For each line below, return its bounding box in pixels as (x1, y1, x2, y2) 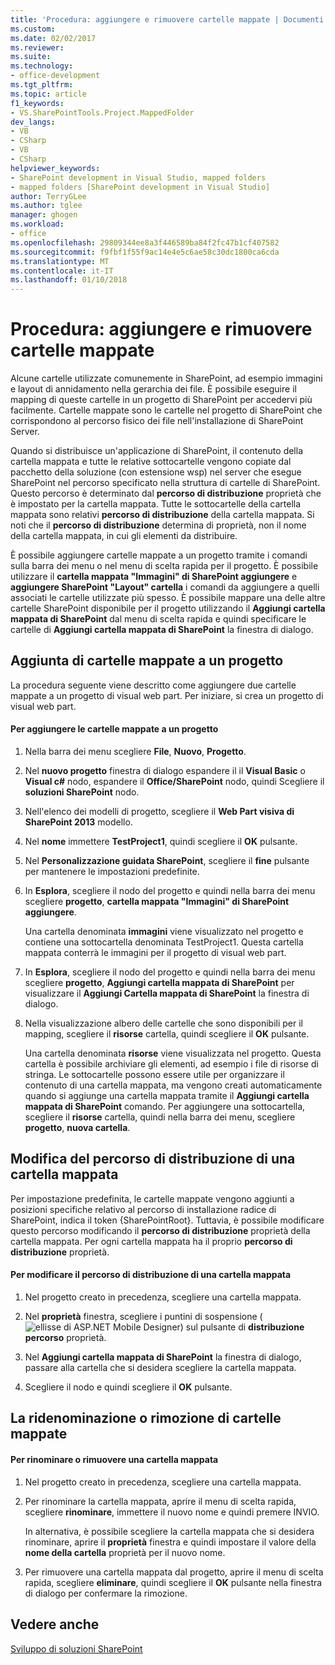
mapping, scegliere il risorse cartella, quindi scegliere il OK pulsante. (24, 1028, 310, 1040)
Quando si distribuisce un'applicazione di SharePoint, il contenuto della (10, 445, 304, 457)
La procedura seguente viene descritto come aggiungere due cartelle (10, 679, 297, 691)
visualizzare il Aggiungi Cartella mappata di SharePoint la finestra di (24, 987, 310, 1000)
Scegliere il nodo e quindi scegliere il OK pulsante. (24, 1381, 233, 1393)
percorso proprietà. (24, 1332, 107, 1344)
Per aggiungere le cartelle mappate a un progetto (10, 723, 219, 735)
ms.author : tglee (10, 201, 83, 211)
